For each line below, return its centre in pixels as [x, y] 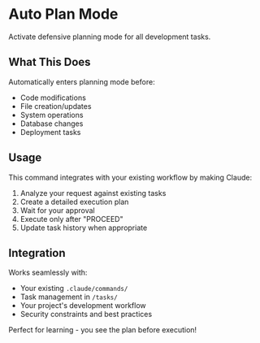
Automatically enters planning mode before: [82, 81]
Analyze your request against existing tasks [93, 193]
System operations [52, 115]
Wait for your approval [57, 210]
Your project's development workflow [83, 306]
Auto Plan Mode [63, 14]
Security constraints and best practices [86, 315]
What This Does [50, 62]
